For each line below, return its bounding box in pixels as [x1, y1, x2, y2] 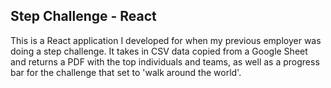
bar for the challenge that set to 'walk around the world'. [10, 66, 242, 78]
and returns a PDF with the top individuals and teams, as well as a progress [10, 55, 320, 68]
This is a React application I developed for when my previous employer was [10, 34, 322, 46]
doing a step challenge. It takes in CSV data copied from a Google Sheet [10, 45, 308, 57]
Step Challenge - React [10, 8, 157, 25]
